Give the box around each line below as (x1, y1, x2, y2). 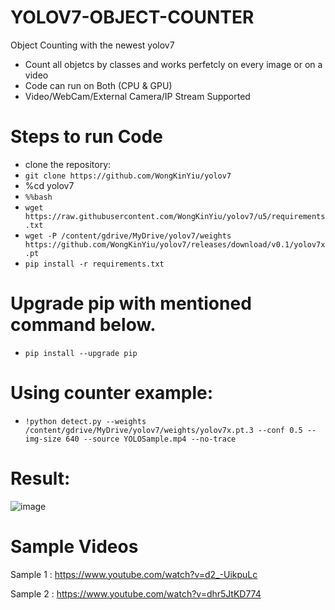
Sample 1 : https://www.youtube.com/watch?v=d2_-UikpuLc (10, 568, 258, 580)
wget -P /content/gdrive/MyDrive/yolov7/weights (24, 231, 232, 241)
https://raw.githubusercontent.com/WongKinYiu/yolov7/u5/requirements (24, 211, 326, 221)
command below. (10, 314, 157, 336)
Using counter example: (10, 382, 214, 404)
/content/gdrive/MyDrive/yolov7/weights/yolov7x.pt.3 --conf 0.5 (24, 425, 303, 435)
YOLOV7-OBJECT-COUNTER (10, 6, 255, 29)
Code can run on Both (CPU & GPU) (24, 79, 173, 91)
